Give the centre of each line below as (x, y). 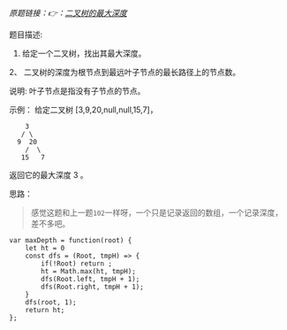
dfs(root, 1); (51, 303)
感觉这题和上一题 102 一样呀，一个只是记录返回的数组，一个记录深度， (157, 212)
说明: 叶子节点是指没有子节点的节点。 (77, 91)
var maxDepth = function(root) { (71, 241)
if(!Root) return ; (77, 264)
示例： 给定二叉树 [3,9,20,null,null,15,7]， (83, 110)
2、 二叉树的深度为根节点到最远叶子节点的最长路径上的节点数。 (125, 72)
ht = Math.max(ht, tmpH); (89, 272)
